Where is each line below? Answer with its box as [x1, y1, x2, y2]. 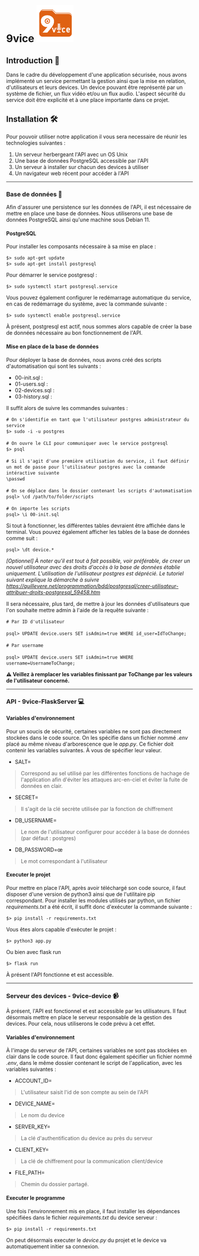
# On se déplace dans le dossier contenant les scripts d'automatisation [6, 488, 192, 494]
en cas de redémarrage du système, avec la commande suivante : [6, 300, 167, 307]
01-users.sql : [14, 380, 49, 387]
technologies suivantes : [6, 139, 66, 147]
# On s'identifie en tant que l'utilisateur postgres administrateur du [6, 416, 190, 422]
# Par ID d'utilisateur [6, 619, 65, 625]
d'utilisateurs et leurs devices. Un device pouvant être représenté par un [6, 84, 183, 91]
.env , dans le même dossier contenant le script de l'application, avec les [6, 1060, 182, 1067]
